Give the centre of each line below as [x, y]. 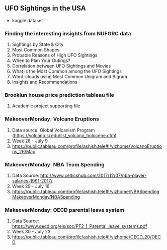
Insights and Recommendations [45, 82]
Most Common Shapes [36, 50]
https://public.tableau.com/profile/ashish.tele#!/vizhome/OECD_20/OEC [87, 237]
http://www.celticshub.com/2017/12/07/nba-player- [94, 175]
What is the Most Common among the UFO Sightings [67, 71]
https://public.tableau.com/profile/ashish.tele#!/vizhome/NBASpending [86, 192]
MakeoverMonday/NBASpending [46, 197]
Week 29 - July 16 [31, 186]
